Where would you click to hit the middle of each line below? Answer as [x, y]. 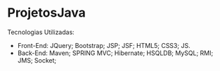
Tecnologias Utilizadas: [41, 32]
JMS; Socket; [37, 60]
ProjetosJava [47, 13]
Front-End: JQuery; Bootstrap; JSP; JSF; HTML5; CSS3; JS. [104, 45]
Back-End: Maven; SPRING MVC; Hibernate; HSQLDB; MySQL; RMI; [115, 53]
